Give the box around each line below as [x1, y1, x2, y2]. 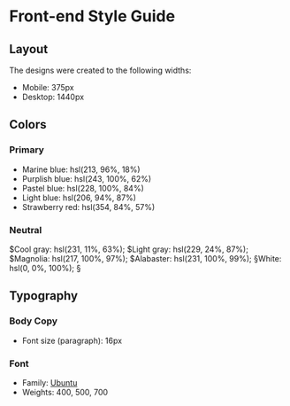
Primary [9, 144, 44, 156]
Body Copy [9, 315, 58, 327]
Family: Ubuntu [21, 377, 78, 387]
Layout [9, 42, 49, 57]
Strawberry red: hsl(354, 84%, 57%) [21, 201, 156, 212]
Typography [9, 288, 78, 303]
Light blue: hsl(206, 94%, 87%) [21, 192, 137, 203]
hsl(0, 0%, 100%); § [9, 262, 81, 273]
